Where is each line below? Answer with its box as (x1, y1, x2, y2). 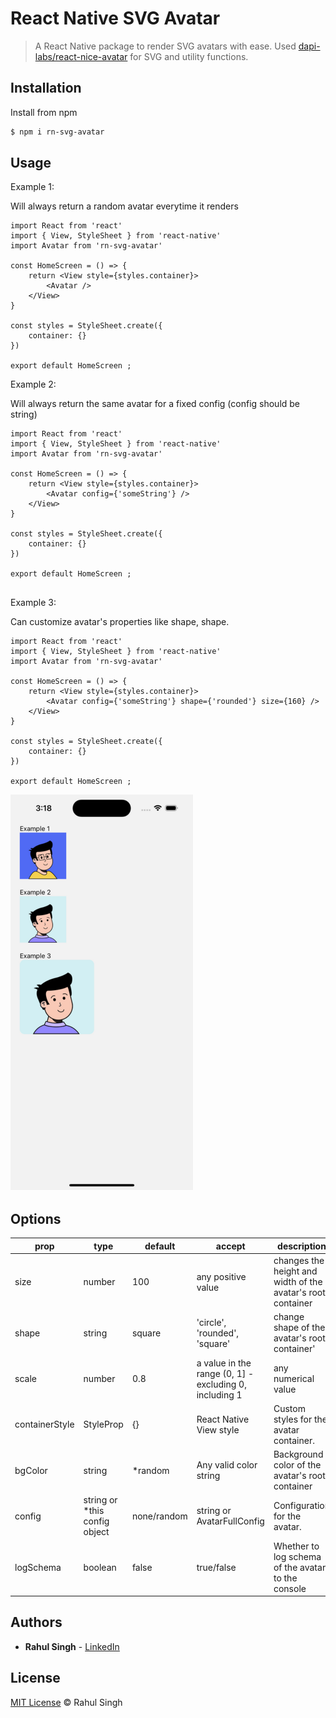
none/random (131, 1510, 188, 1522)
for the (273, 1510, 302, 1522)
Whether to (273, 1540, 320, 1552)
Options (10, 1210, 62, 1227)
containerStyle (14, 1418, 75, 1431)
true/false (196, 1561, 237, 1573)
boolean (83, 1561, 117, 1573)
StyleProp (83, 1418, 124, 1431)
